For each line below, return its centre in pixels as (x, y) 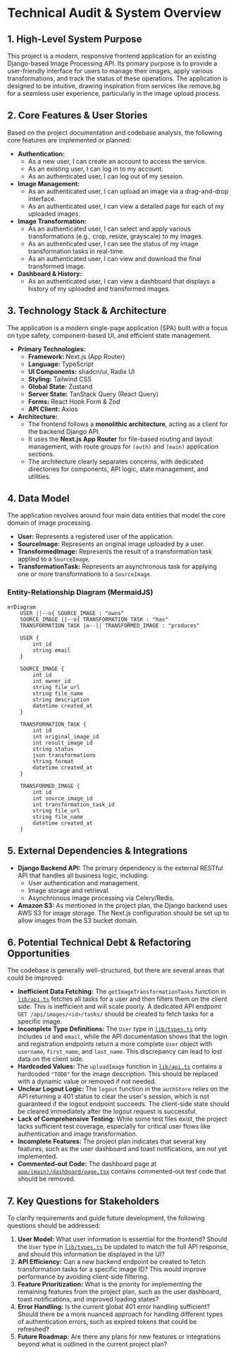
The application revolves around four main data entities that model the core (117, 516)
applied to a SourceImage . (54, 559)
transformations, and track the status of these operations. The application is (118, 78)
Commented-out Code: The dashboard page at (87, 1164)
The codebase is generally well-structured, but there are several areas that (116, 971)
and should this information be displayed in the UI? (91, 1254)
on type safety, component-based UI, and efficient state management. (110, 335)
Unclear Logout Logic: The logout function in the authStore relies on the (123, 1089)
